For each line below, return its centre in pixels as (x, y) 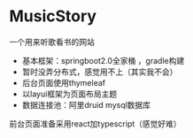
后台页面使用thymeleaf (64, 82)
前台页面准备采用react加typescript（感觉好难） (95, 123)
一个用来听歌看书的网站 (52, 42)
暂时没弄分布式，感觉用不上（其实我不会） (100, 72)
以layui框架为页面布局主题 (69, 94)
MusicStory (53, 16)
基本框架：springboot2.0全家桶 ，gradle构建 (103, 60)
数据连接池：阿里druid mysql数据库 (86, 104)
